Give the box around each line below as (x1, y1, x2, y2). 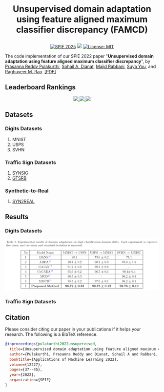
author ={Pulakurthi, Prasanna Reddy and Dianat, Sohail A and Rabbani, (9, 351, 159, 357)
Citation (5, 313, 30, 322)
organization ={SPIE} (9, 377, 51, 383)
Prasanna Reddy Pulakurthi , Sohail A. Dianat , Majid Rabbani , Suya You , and (5, 63, 156, 69)
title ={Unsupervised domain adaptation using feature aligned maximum (9, 347, 156, 351)
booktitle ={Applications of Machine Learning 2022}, (9, 357, 119, 362)
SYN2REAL (12, 199, 35, 205)
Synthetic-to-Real (5, 187, 49, 194)
